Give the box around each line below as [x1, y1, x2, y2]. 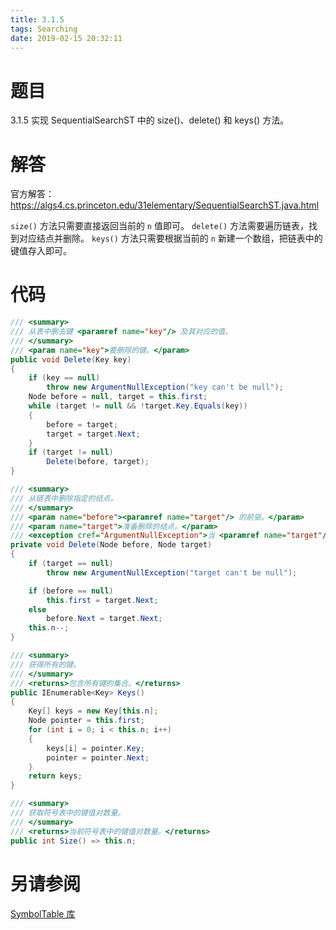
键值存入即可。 [10, 245, 72, 257]
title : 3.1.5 [10, 14, 65, 25]
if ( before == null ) [28, 586, 114, 596]
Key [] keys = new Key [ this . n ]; [28, 706, 159, 716]
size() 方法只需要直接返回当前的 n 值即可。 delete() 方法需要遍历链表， [10, 220, 310, 232]
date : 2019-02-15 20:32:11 [10, 33, 123, 43]
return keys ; [28, 771, 83, 781]
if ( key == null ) [28, 373, 101, 383]
